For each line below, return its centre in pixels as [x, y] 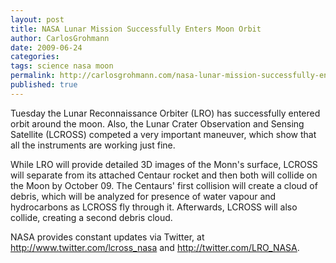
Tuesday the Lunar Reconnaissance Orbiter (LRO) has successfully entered [165, 113]
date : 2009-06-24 [46, 47]
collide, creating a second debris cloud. [91, 217]
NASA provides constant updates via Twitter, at [107, 237]
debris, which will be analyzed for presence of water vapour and [143, 196]
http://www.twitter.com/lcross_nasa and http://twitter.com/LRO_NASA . [155, 247]
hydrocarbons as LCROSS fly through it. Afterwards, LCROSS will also [154, 207]
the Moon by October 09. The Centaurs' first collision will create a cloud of [164, 185]
